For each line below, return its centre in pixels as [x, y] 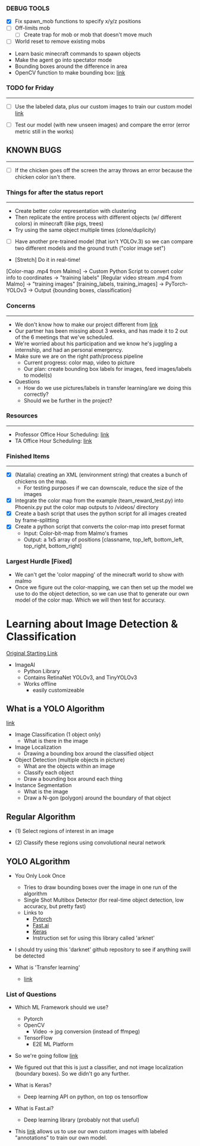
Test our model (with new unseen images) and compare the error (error [102, 125]
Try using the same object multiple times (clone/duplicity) [85, 230]
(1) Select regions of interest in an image [64, 831]
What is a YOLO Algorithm [56, 709]
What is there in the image [56, 741]
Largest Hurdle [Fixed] [39, 562]
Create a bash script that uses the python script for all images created [101, 513]
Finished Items [28, 456]
